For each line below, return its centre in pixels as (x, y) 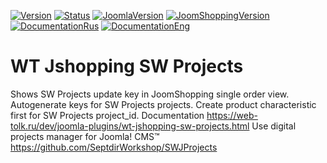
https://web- (232, 115)
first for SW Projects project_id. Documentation (107, 115)
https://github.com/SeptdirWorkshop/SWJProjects (114, 147)
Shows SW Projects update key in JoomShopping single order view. (150, 94)
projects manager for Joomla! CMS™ (85, 136)
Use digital (274, 126)
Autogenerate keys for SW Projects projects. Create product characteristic (163, 104)
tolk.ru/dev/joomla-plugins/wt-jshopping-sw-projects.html (130, 126)
